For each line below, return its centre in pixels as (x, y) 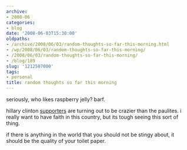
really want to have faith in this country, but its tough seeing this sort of (92, 117)
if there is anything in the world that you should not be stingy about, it (90, 135)
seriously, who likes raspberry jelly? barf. (56, 99)
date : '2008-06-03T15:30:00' (42, 34)
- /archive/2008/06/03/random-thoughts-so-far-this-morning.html (88, 45)
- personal (19, 77)
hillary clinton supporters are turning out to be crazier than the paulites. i (94, 111)
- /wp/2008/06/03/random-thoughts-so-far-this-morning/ (76, 50)
